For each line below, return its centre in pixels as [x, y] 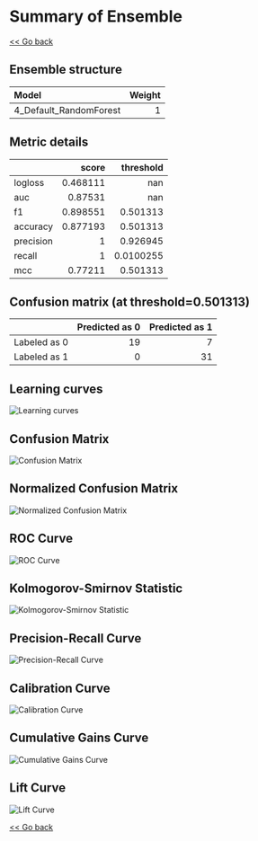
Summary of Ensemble [96, 17]
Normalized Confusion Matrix [93, 488]
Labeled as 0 [41, 342]
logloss [29, 182]
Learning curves [56, 389]
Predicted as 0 [109, 327]
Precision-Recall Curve [76, 638]
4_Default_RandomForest [67, 110]
